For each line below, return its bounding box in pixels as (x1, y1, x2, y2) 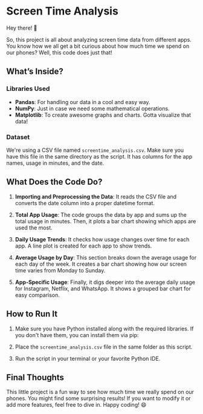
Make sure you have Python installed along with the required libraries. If (14, 325, 194, 332)
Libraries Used (6, 85, 50, 93)
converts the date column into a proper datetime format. (14, 199, 155, 206)
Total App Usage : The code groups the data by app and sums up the (14, 211, 187, 218)
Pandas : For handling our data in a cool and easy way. (14, 98, 150, 105)
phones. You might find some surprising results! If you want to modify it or (6, 395, 192, 402)
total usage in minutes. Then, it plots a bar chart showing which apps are (14, 217, 196, 225)
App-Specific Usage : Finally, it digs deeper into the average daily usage (14, 278, 195, 286)
